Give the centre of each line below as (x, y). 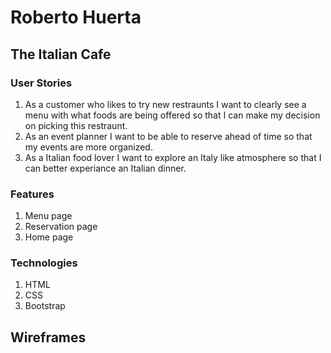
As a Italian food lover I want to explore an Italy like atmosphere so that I (173, 157)
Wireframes (48, 337)
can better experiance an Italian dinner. (105, 168)
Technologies (44, 263)
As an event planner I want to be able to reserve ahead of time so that (168, 136)
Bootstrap (45, 306)
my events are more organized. (88, 147)
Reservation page (61, 227)
